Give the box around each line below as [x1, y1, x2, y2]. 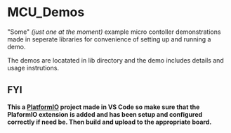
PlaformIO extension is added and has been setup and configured [7, 110, 203, 118]
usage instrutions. [7, 63, 60, 72]
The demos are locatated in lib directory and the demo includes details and [7, 56, 225, 64]
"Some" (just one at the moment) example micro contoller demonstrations [7, 27, 221, 36]
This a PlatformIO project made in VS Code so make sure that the [7, 103, 200, 111]
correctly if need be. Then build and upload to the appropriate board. [7, 118, 212, 126]
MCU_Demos [7, 4, 85, 20]
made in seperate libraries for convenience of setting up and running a [7, 34, 211, 43]
